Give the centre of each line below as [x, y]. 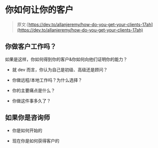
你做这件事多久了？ [31, 101]
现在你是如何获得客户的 [36, 141]
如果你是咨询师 [28, 118]
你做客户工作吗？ [31, 47]
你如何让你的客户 [39, 10]
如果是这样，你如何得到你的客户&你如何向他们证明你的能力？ [66, 59]
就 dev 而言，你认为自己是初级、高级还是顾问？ [60, 69]
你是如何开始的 [27, 130]
